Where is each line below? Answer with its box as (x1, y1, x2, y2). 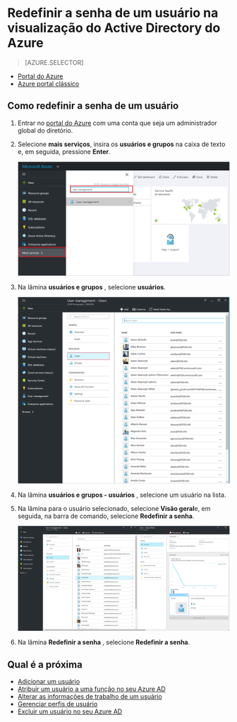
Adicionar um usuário (17, 678, 80, 686)
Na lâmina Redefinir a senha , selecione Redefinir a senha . (17, 638, 190, 646)
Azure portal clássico (17, 79, 80, 88)
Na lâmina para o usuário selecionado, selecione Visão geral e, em (17, 505, 211, 513)
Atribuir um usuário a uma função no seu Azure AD (17, 685, 166, 693)
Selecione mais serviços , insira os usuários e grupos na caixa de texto (17, 140, 226, 148)
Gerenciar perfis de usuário (17, 700, 98, 709)
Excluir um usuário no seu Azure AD (17, 707, 123, 716)
